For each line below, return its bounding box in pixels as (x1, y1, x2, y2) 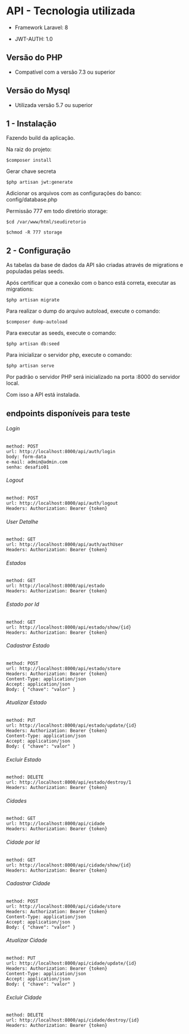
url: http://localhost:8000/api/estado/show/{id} (6, 624, 132, 630)
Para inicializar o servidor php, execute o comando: (6, 351, 133, 359)
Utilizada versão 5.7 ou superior (14, 101, 93, 108)
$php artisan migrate (6, 297, 60, 303)
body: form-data (6, 454, 46, 460)
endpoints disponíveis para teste (6, 408, 131, 419)
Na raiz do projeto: (6, 146, 52, 153)
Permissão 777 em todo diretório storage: (6, 208, 108, 215)
